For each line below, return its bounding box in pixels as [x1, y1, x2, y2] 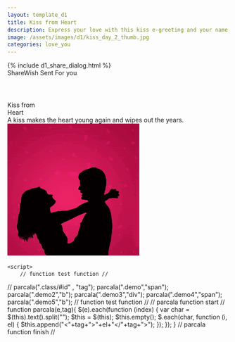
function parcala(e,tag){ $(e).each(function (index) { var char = [7, 305, 190, 314]
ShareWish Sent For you [7, 69, 77, 77]
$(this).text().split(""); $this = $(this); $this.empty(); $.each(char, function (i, [7, 313, 227, 322]
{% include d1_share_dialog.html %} [7, 61, 111, 70]
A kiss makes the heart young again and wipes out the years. [7, 116, 184, 125]
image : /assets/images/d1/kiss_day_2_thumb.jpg [7, 34, 150, 41]
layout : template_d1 [7, 11, 68, 18]
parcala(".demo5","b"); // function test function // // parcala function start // [7, 298, 225, 306]
